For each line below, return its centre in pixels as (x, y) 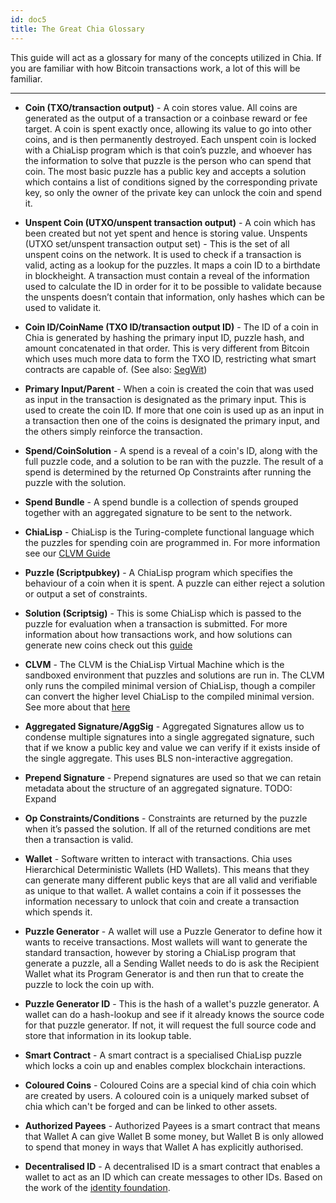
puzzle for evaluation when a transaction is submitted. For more (156, 623)
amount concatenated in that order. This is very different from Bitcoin (167, 348)
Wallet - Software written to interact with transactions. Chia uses (158, 858)
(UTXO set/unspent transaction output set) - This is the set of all (157, 243)
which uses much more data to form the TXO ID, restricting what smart (170, 358)
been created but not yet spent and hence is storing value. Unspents (166, 233)
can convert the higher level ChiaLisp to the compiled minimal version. (169, 696)
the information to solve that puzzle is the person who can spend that (168, 160)
